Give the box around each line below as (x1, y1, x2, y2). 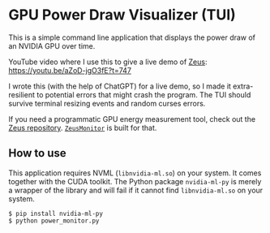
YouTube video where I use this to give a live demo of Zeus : (8, 57, 208, 67)
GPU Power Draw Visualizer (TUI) (8, 6, 237, 24)
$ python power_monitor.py (8, 217, 100, 225)
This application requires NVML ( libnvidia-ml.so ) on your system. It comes (8, 168, 262, 178)
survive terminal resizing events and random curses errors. (8, 98, 206, 108)
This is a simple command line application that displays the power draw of (8, 32, 256, 42)
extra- (232, 81, 254, 91)
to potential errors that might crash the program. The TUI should (36, 89, 251, 99)
